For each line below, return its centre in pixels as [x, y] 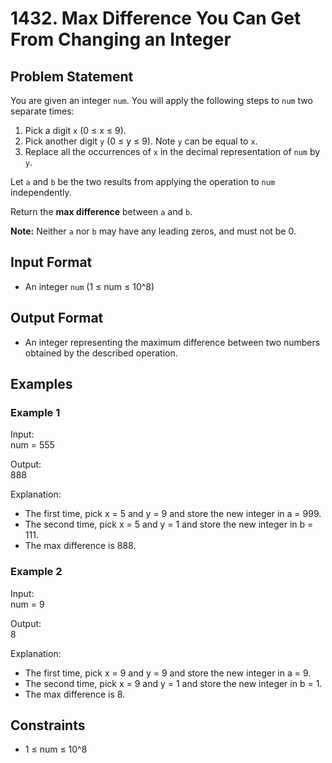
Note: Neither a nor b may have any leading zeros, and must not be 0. [153, 231]
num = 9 [27, 604]
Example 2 [36, 572]
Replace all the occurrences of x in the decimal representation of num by [172, 151]
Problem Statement [72, 76]
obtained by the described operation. [101, 353]
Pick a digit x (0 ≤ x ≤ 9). [75, 130]
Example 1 [35, 412]
